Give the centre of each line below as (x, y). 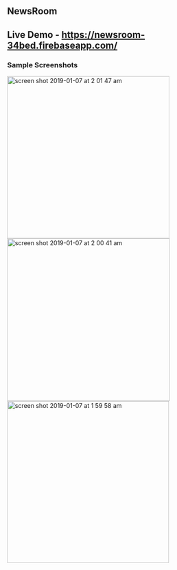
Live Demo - (33, 35)
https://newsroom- (103, 35)
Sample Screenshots (43, 65)
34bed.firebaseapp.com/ (62, 45)
